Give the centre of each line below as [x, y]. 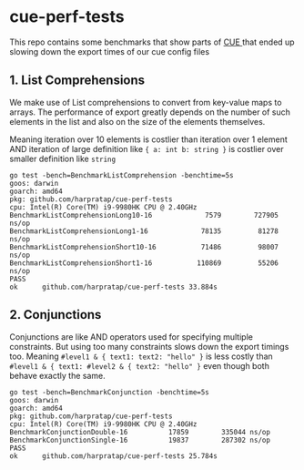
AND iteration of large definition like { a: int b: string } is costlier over [147, 148]
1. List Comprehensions [77, 81]
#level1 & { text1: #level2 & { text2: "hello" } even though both [140, 365]
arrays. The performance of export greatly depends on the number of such [150, 112]
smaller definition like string [63, 158]
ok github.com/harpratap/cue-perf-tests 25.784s [114, 456]
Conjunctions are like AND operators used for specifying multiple [131, 337]
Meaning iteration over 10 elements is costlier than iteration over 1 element [149, 139]
